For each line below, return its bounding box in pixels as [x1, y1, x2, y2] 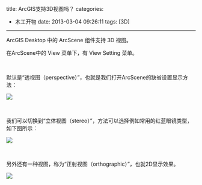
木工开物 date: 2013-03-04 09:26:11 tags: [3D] [14, 18, 130, 25]
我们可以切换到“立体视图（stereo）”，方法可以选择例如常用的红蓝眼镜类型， [6, 117, 192, 124]
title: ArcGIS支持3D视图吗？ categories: [6, 5, 104, 12]
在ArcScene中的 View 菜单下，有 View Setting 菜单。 [6, 49, 138, 56]
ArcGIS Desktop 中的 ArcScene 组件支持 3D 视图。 [6, 37, 132, 43]
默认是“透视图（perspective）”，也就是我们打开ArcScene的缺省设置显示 [6, 74, 183, 81]
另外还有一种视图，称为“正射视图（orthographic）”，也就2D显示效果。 [6, 160, 179, 168]
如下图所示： [6, 125, 38, 131]
